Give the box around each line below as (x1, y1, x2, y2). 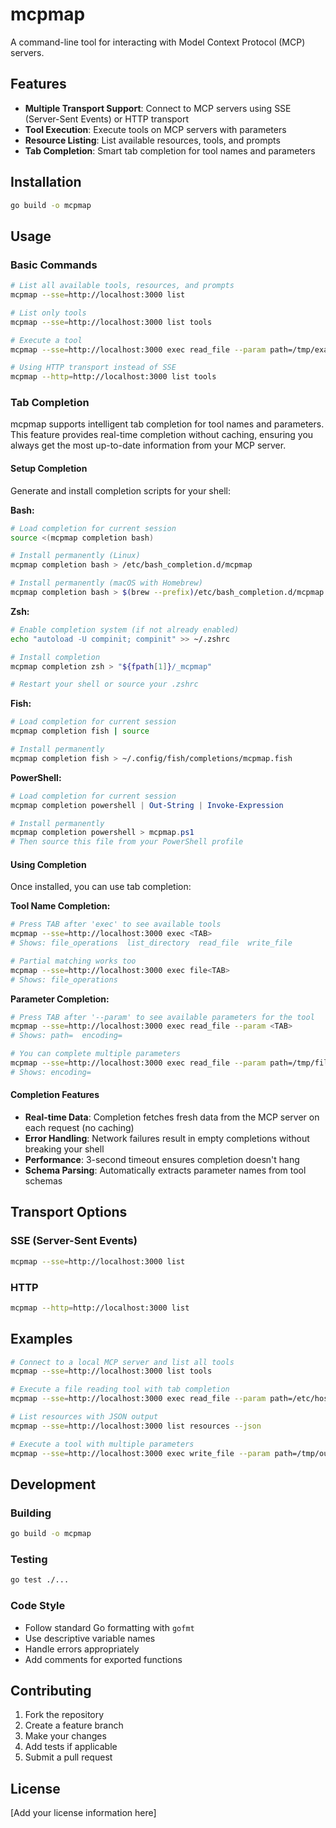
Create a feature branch (24, 1719, 124, 1732)
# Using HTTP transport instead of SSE (10, 363, 177, 373)
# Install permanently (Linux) (10, 551, 141, 561)
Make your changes (24, 1730, 107, 1742)
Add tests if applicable (24, 1741, 118, 1753)
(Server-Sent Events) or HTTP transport (24, 113, 190, 125)
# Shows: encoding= (10, 1067, 92, 1077)
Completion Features (10, 1089, 100, 1101)
